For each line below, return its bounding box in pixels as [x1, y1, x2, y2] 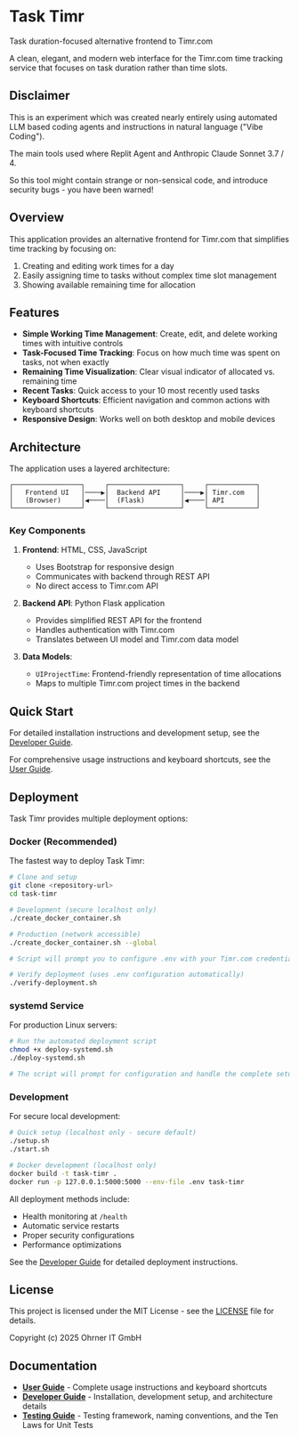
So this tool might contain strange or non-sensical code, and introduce [9, 175, 269, 185]
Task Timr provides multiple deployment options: [9, 813, 189, 824]
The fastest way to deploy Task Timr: [9, 856, 145, 866]
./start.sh [9, 1145, 50, 1154]
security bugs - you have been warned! [9, 184, 154, 195]
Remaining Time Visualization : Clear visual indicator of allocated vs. [21, 367, 276, 378]
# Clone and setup [9, 873, 77, 882]
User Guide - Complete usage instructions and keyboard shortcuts [21, 1382, 268, 1392]
